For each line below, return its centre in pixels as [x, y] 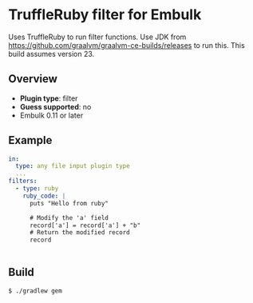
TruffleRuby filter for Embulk [105, 15]
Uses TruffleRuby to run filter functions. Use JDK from [97, 37]
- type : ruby [37, 189]
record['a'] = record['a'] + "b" [85, 225]
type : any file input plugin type [73, 166]
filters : [23, 181]
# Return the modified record [79, 233]
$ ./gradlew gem [35, 291]
